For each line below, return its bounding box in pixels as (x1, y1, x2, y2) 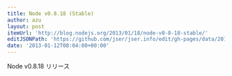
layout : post (7, 23, 45, 30)
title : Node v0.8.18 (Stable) (7, 10, 95, 17)
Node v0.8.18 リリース (7, 62, 70, 70)
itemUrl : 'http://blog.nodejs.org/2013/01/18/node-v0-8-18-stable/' (7, 29, 209, 37)
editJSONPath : (7, 36, 48, 43)
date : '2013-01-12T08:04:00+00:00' (7, 42, 110, 49)
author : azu (7, 17, 41, 23)
